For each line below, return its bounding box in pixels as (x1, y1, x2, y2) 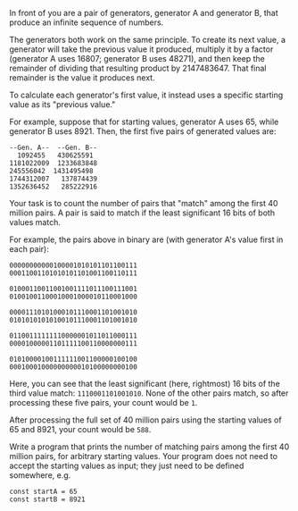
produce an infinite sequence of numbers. (9, 17, 164, 28)
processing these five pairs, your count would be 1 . (9, 398, 198, 407)
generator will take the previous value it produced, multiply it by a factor (9, 44, 274, 54)
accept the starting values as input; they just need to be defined (9, 460, 244, 471)
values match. (9, 217, 61, 227)
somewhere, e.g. (9, 470, 71, 481)
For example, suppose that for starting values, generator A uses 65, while (9, 116, 279, 127)
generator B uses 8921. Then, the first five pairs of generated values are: (9, 126, 277, 137)
